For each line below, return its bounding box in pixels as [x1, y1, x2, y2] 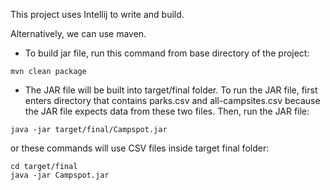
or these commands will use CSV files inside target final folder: [10, 142, 270, 154]
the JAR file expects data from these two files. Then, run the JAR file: [24, 105, 310, 117]
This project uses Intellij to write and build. [10, 9, 185, 20]
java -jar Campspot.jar [10, 170, 110, 180]
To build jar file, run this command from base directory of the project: [24, 47, 310, 59]
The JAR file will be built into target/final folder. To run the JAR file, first [24, 84, 318, 96]
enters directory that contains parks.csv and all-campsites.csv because [24, 95, 321, 106]
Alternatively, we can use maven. [10, 28, 147, 39]
